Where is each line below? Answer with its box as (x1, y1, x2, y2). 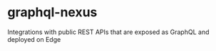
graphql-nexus (7, 4, 98, 21)
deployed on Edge (7, 35, 61, 43)
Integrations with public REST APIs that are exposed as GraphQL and (7, 28, 210, 36)
